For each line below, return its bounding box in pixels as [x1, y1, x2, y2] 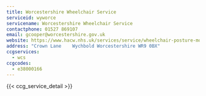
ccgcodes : [6, 60, 32, 66]
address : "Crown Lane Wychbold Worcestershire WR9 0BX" [6, 43, 161, 50]
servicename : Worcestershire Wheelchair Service [6, 20, 133, 26]
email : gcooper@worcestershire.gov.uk [6, 32, 105, 38]
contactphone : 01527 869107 [6, 26, 78, 32]
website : [6, 37, 29, 43]
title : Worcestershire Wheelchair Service [6, 9, 116, 15]
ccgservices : [6, 49, 40, 55]
